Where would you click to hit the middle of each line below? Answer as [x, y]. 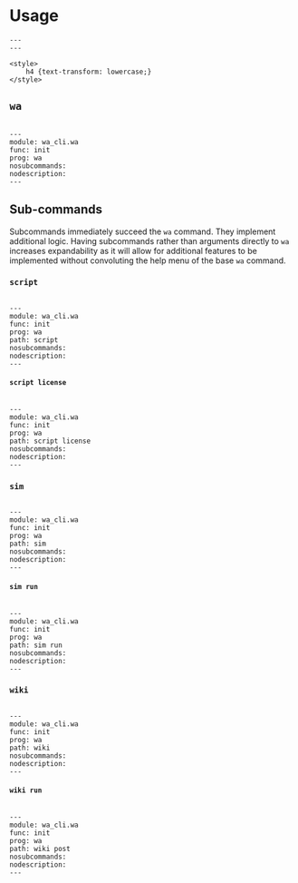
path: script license [50, 441]
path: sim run [36, 645]
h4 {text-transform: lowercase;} [89, 72]
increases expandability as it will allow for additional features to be [134, 250]
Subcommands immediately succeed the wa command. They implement [143, 231]
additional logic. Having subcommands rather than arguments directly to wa [149, 240]
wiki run [26, 790]
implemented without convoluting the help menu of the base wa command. [148, 260]
